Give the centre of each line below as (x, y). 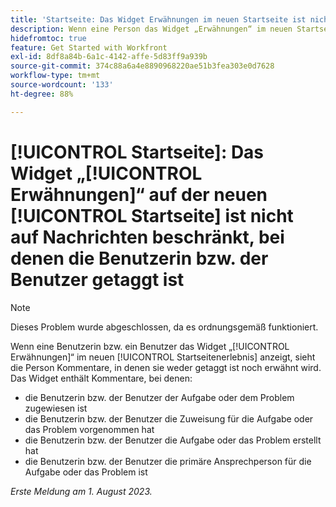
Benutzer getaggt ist (97, 279)
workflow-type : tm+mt (55, 76)
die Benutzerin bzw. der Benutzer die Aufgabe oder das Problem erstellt (173, 440)
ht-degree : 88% (42, 94)
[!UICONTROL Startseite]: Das (137, 152)
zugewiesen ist (56, 408)
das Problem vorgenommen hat (89, 429)
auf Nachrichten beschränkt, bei (147, 237)
